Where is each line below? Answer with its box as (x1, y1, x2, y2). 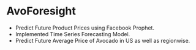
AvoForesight (6, 4, 77, 18)
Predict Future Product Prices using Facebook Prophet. (15, 24, 155, 31)
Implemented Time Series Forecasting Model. (15, 30, 130, 37)
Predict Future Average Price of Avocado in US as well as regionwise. (15, 37, 190, 44)
